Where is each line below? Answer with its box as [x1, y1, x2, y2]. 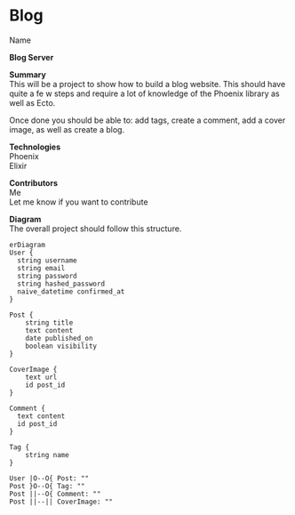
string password [17, 271, 77, 280]
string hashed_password [17, 279, 105, 288]
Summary [9, 68, 46, 80]
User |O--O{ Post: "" [9, 473, 90, 483]
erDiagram [9, 240, 46, 249]
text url [25, 373, 58, 382]
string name [25, 450, 69, 459]
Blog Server [9, 52, 54, 62]
